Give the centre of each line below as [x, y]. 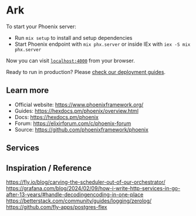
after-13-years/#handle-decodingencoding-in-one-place [75, 194]
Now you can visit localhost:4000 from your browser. [70, 60]
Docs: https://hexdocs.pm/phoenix [56, 117]
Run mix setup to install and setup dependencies [73, 38]
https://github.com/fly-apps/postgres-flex [57, 207]
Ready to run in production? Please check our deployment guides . [86, 72]
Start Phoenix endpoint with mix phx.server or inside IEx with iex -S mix [102, 44]
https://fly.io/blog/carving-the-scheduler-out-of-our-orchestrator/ [86, 182]
